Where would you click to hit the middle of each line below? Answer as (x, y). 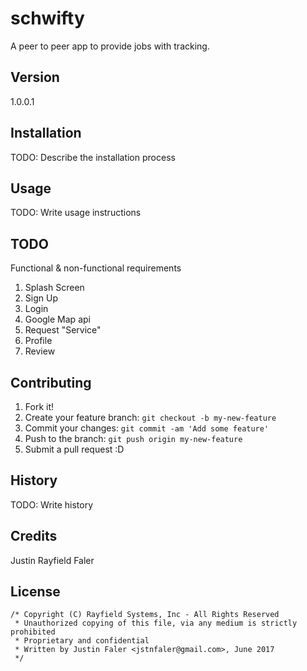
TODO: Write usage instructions (76, 213)
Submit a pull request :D (74, 449)
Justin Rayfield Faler (52, 560)
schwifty (47, 18)
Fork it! (39, 406)
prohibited (33, 632)
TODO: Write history (52, 504)
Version (35, 77)
